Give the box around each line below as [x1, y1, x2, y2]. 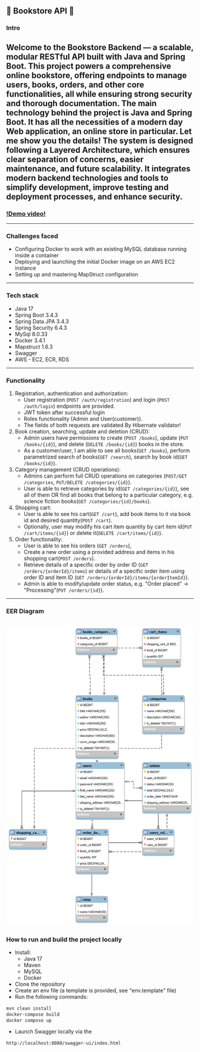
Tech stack [6, 291, 39, 300]
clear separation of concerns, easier [6, 154, 144, 164]
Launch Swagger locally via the [14, 1028, 92, 1035]
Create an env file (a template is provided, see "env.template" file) [14, 987, 177, 994]
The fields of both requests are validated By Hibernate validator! [23, 422, 182, 429]
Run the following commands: [14, 993, 88, 1001]
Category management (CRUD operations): [14, 466, 121, 473]
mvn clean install [6, 1005, 52, 1012]
